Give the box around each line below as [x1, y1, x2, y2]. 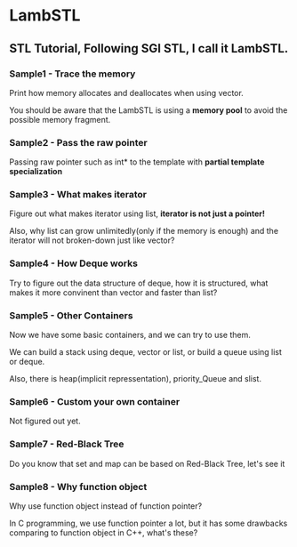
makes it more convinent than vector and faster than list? [9, 286, 218, 298]
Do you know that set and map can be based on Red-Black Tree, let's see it [9, 458, 285, 469]
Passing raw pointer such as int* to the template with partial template [9, 157, 265, 167]
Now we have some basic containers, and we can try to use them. [9, 330, 251, 341]
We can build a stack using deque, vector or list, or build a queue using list [9, 347, 283, 358]
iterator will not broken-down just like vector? [9, 235, 175, 245]
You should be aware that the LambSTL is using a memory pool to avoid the [9, 104, 288, 116]
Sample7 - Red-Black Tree [9, 438, 124, 450]
